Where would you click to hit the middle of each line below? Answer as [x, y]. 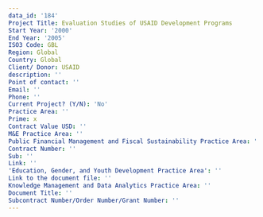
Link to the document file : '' [60, 178]
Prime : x [23, 119]
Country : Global [35, 60]
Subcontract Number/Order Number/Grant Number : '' [94, 200]
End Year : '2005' [37, 38]
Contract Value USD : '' [48, 126]
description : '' [35, 75]
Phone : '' [25, 97]
